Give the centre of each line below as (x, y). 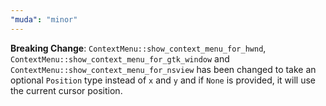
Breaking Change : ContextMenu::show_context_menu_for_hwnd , (138, 48)
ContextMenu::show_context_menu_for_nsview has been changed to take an (163, 69)
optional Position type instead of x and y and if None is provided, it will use (163, 80)
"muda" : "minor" (44, 19)
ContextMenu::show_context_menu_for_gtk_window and (120, 58)
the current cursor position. (66, 90)
